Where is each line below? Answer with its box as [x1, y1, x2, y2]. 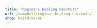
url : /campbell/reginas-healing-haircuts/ [5, 11, 92, 16]
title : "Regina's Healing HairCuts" [5, 7, 79, 12]
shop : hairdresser [5, 16, 42, 20]
